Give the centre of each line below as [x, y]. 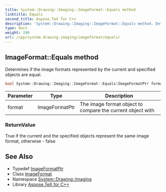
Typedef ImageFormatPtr [38, 168]
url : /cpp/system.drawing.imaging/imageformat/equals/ [63, 38]
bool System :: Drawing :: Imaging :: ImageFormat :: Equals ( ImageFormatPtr [77, 84]
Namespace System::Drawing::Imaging [52, 179]
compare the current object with [117, 110]
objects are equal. [23, 74]
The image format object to [111, 104]
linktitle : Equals [24, 14]
